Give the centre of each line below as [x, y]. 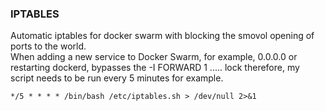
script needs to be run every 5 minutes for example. [117, 78]
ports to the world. [48, 46]
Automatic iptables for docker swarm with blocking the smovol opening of [162, 36]
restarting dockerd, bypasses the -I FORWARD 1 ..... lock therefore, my [155, 68]
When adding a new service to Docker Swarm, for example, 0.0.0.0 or [154, 57]
